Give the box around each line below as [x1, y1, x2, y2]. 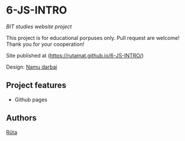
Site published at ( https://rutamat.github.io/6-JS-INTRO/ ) [6, 52, 144, 59]
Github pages [14, 96, 48, 103]
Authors [6, 113, 37, 123]
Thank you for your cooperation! [6, 41, 85, 48]
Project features [6, 80, 66, 90]
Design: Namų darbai [6, 63, 58, 70]
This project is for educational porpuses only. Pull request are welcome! [6, 34, 180, 41]
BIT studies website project [6, 23, 72, 30]
